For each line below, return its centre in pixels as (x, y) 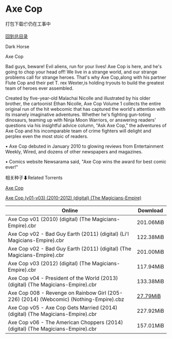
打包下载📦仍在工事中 (28, 24)
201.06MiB (150, 222)
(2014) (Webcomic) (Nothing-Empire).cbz (73, 299)
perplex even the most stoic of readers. (47, 136)
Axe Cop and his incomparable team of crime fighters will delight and (78, 131)
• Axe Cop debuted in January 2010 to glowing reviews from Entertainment (84, 146)
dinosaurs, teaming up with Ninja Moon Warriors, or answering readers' (81, 120)
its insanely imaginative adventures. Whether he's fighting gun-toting (78, 114)
